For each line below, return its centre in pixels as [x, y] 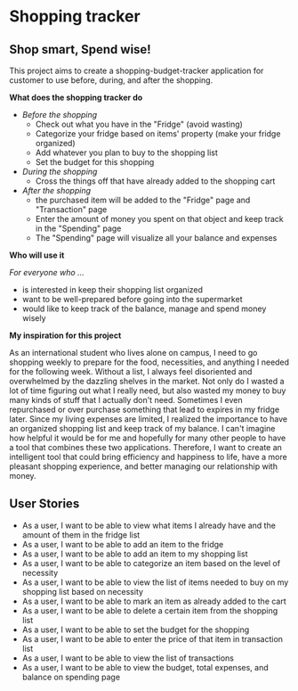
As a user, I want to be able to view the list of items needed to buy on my [155, 582]
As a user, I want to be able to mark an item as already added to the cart [154, 601]
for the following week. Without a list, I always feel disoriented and [131, 371]
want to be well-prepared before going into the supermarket [132, 299]
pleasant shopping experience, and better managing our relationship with [144, 466]
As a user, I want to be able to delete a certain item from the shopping [150, 610]
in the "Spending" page [78, 228]
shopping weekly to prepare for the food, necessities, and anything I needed [149, 362]
